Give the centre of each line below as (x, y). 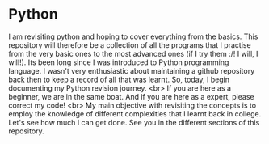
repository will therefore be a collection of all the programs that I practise (130, 44)
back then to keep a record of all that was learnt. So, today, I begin (119, 79)
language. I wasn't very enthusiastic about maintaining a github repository (132, 70)
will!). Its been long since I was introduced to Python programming (119, 62)
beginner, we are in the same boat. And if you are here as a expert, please (131, 96)
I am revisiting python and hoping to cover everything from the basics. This (133, 36)
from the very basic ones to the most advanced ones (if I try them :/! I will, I (133, 53)
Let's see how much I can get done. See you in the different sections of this (134, 122)
